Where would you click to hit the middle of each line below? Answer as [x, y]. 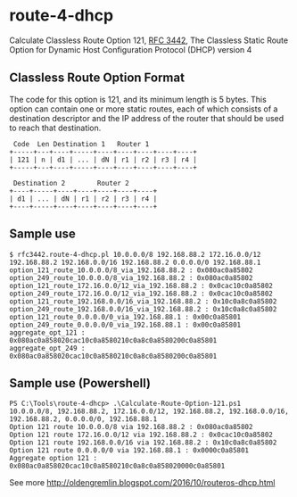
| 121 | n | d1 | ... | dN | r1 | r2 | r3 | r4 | [103, 160]
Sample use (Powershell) [80, 383]
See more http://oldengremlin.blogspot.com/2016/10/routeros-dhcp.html [142, 483]
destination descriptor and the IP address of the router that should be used [147, 118]
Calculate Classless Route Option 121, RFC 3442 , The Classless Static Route [148, 40]
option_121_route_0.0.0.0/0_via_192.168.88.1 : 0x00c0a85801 [125, 317]
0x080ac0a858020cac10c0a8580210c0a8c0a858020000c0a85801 [117, 466]
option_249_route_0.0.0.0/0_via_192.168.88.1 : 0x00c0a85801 [125, 325]
